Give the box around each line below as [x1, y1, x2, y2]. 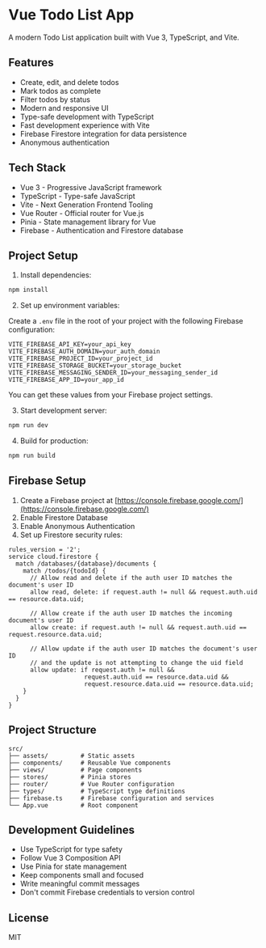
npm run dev [8, 421, 48, 430]
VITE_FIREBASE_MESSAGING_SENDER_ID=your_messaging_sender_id [8, 369, 218, 377]
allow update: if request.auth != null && [29, 666, 175, 674]
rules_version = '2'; [8, 545, 81, 553]
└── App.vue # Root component [8, 801, 139, 810]
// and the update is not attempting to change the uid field [29, 658, 243, 667]
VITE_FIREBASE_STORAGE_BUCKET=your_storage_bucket [8, 362, 182, 370]
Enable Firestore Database [19, 512, 109, 523]
